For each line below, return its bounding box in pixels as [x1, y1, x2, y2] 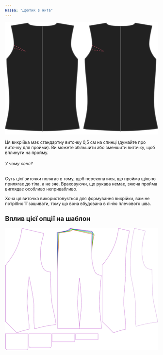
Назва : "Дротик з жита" [5, 8, 53, 13]
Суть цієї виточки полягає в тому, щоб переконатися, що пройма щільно [5, 175, 156, 182]
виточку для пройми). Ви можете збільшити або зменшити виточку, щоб [5, 144, 155, 150]
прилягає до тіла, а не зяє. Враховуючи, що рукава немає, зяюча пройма [5, 181, 158, 186]
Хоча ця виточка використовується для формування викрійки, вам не [5, 195, 150, 201]
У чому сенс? [5, 161, 33, 167]
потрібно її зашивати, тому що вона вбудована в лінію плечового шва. [5, 201, 151, 206]
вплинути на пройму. [5, 150, 49, 155]
